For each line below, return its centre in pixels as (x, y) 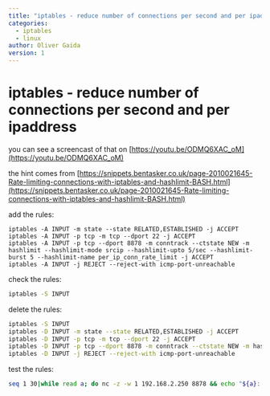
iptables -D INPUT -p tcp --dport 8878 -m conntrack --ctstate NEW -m (129, 346)
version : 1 (27, 53)
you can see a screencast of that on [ (70, 149)
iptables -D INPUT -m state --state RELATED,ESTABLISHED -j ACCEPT (124, 331)
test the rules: (31, 369)
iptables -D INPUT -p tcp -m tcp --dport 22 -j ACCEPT (102, 339)
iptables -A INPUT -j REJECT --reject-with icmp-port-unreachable (122, 264)
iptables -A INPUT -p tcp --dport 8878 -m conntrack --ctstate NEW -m (129, 243)
